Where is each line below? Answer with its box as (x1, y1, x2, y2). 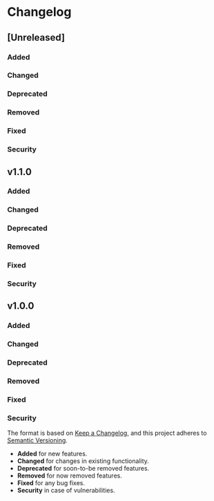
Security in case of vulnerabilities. (17, 487, 115, 495)
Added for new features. (17, 449, 88, 458)
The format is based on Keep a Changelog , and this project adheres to (7, 429, 207, 438)
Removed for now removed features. (17, 471, 122, 480)
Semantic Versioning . (7, 436, 68, 444)
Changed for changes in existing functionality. (17, 457, 150, 465)
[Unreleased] (7, 32, 66, 43)
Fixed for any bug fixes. (17, 479, 85, 487)
